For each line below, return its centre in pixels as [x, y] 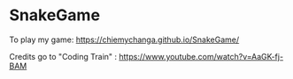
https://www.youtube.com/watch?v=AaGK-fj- [201, 56]
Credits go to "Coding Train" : [63, 56]
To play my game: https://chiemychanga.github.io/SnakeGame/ [124, 39]
